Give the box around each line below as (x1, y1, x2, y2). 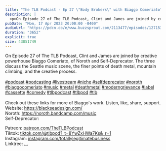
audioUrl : (5, 26, 26, 30)
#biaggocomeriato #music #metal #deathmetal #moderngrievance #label (5, 84, 155, 90)
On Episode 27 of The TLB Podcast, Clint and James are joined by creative (5, 53, 157, 59)
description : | (5, 12, 37, 17)
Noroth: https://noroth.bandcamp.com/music (5, 110, 97, 116)
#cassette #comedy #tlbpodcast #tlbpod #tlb (5, 89, 98, 95)
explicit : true (5, 35, 37, 40)
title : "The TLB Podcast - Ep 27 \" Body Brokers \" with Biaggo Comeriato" (5, 7, 163, 12)
